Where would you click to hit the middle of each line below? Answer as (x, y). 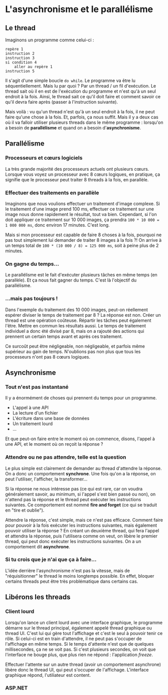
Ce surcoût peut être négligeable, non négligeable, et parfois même (75, 346)
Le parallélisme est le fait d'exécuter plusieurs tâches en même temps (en (81, 275)
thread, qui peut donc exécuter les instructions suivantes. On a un (73, 541)
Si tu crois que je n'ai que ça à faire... (51, 560)
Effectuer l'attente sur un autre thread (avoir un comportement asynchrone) (83, 664)
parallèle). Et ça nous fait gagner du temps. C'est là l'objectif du (71, 280)
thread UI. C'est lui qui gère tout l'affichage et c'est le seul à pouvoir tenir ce (84, 633)
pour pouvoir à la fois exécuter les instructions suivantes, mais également (81, 525)
